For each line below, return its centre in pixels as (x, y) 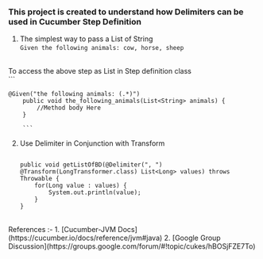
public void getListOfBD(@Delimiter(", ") (91, 165)
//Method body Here (69, 108)
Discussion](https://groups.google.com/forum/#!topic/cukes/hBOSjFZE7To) (132, 246)
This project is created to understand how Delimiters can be (126, 12)
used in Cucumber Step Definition (75, 21)
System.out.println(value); (95, 192)
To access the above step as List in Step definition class (100, 71)
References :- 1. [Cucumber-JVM (62, 230)
